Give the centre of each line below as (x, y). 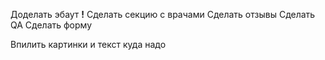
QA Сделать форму (51, 25)
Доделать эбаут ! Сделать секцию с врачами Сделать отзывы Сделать (163, 14)
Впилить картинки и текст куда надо (88, 44)
